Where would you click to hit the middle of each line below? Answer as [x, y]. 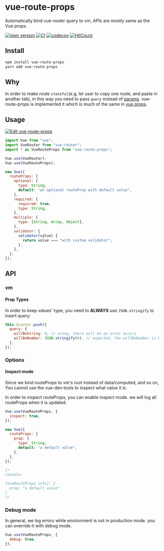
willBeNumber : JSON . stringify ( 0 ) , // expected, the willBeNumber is [85, 338]
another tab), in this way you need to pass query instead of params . [73, 99]
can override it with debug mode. [39, 526]
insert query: [18, 315]
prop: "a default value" [35, 488]
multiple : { [26, 217]
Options [15, 360]
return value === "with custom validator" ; [67, 240]
